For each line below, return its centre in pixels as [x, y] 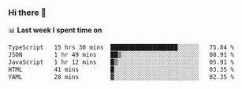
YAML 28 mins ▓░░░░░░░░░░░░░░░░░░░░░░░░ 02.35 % [121, 77]
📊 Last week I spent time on [55, 30]
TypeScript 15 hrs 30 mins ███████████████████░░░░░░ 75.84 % [121, 48]
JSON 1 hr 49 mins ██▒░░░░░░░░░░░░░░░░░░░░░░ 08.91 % [121, 55]
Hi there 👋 [28, 13]
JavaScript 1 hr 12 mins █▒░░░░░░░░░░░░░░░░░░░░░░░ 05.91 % [121, 62]
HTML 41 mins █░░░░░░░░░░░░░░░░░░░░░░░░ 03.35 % [121, 69]
